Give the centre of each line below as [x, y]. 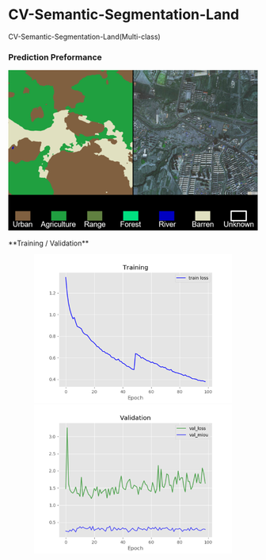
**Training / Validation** [49, 243]
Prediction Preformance [55, 57]
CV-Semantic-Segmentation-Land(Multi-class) [84, 37]
